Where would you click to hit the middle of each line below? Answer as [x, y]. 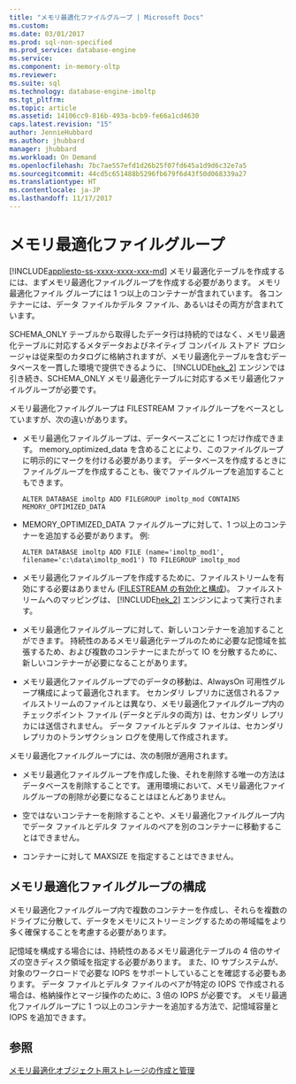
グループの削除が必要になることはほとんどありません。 [130, 796]
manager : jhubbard [43, 149]
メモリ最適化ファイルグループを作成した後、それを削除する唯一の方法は [153, 774]
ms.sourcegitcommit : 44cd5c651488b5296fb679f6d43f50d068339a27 [128, 173]
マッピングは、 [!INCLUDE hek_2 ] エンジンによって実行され [168, 599]
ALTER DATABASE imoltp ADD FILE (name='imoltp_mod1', [123, 552]
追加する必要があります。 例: [98, 535]
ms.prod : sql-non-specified [61, 42]
